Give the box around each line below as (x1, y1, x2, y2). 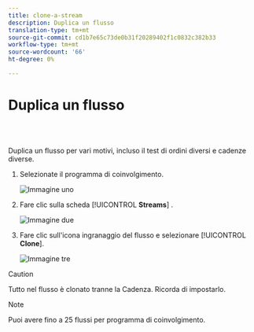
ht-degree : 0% (8, 56, 55, 64)
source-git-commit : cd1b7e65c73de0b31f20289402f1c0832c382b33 (8, 33, 216, 42)
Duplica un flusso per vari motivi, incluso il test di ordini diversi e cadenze (8, 146, 246, 155)
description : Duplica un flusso (8, 19, 114, 27)
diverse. (8, 154, 35, 164)
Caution (8, 269, 34, 279)
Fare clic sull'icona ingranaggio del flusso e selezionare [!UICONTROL (19, 230, 246, 240)
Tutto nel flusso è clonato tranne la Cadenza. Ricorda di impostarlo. (8, 284, 226, 293)
